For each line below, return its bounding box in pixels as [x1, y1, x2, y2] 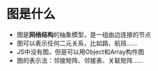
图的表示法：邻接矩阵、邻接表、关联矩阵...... [16, 56, 143, 64]
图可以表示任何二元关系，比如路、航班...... [16, 39, 137, 47]
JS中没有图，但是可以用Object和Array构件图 [16, 48, 145, 56]
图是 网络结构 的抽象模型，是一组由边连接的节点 [16, 30, 151, 39]
